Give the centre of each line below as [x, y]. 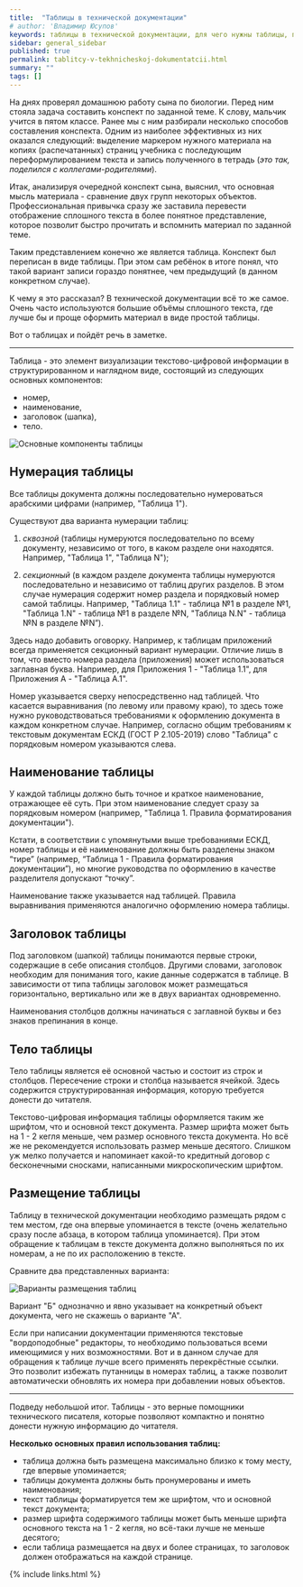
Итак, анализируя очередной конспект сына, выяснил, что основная [142, 187]
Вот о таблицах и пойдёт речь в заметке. [88, 335]
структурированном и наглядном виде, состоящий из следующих [137, 370]
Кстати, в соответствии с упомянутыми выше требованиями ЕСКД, [140, 840]
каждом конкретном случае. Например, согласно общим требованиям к [150, 725]
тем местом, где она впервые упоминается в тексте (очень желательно [148, 1225]
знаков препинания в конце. [64, 1021]
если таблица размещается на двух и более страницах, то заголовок [156, 1546]
